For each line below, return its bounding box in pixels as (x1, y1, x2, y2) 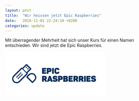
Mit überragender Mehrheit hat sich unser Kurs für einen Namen (5, 37, 134, 43)
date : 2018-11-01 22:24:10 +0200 (5, 18, 78, 23)
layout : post (5, 8, 32, 13)
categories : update (5, 23, 45, 28)
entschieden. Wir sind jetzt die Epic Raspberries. (5, 42, 103, 48)
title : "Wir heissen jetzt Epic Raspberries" (5, 13, 101, 18)
